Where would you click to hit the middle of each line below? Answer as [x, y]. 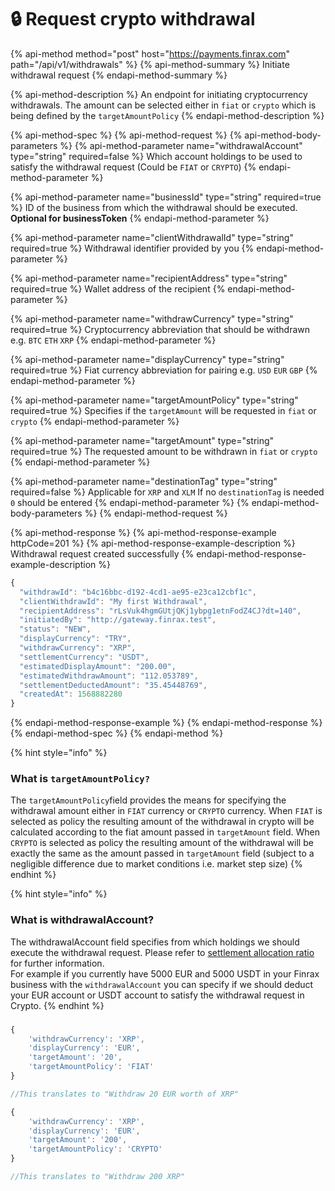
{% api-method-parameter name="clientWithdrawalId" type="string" [152, 237]
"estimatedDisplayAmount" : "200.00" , [98, 666]
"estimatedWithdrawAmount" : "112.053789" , [109, 676]
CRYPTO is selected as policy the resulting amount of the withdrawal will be [162, 843]
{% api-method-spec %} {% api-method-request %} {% [126, 135]
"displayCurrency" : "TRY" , [75, 639]
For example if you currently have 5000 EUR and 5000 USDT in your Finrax [165, 973]
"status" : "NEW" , [55, 629]
